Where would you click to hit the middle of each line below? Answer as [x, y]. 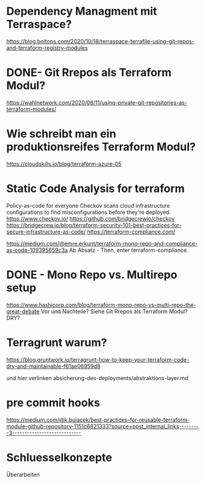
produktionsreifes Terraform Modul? [101, 147]
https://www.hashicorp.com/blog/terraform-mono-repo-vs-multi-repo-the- [101, 305]
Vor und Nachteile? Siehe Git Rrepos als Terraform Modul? [114, 311]
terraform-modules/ [32, 109]
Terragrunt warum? [57, 342]
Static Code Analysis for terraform [95, 189]
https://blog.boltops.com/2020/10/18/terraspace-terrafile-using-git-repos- [100, 41]
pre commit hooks [53, 402]
